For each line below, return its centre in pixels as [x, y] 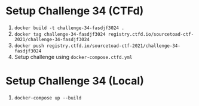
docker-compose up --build [48, 98]
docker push [29, 46]
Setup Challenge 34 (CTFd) [75, 11]
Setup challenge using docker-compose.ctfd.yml [73, 57]
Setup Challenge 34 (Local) [75, 81]
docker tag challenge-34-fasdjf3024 [60, 34]
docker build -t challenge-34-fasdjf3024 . [69, 28]
